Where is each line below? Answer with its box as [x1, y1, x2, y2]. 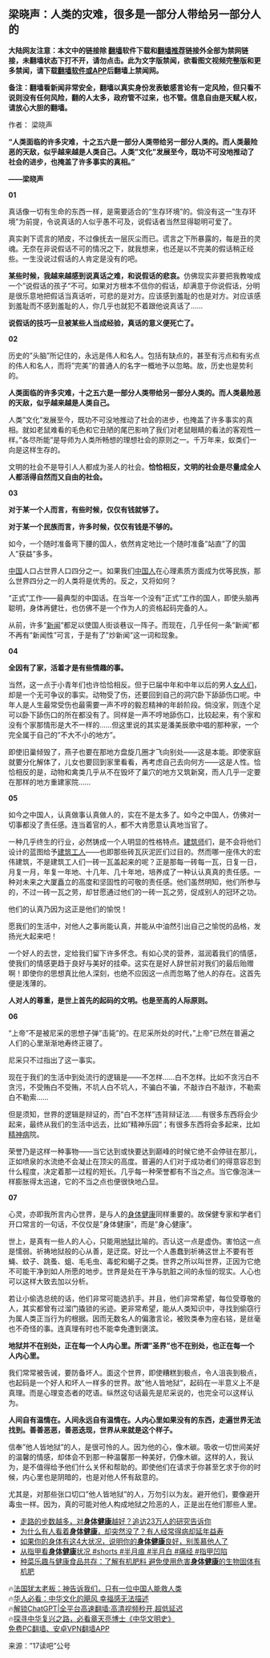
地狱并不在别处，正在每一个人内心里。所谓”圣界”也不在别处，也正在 [8, 1340, 234, 1350]
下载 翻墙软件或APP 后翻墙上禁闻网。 [42, 65, 163, 75]
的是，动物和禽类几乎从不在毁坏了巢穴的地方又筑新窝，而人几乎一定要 [29, 767, 261, 776]
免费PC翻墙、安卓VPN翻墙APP [8, 1623, 110, 1633]
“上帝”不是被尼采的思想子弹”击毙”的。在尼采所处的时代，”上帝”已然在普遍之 [8, 1028, 255, 1037]
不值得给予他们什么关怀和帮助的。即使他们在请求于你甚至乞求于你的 [29, 1462, 254, 1472]
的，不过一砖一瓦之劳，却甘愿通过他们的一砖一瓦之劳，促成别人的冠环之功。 [8, 886, 261, 897]
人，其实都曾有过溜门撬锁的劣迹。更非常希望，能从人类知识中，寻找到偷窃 [8, 1303, 254, 1313]
